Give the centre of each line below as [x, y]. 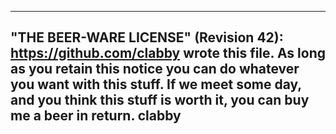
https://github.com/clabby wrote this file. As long [168, 53]
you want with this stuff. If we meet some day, [156, 84]
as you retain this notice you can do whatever [155, 69]
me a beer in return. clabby [96, 116]
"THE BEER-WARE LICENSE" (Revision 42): [147, 37]
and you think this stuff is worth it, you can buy [160, 100]
